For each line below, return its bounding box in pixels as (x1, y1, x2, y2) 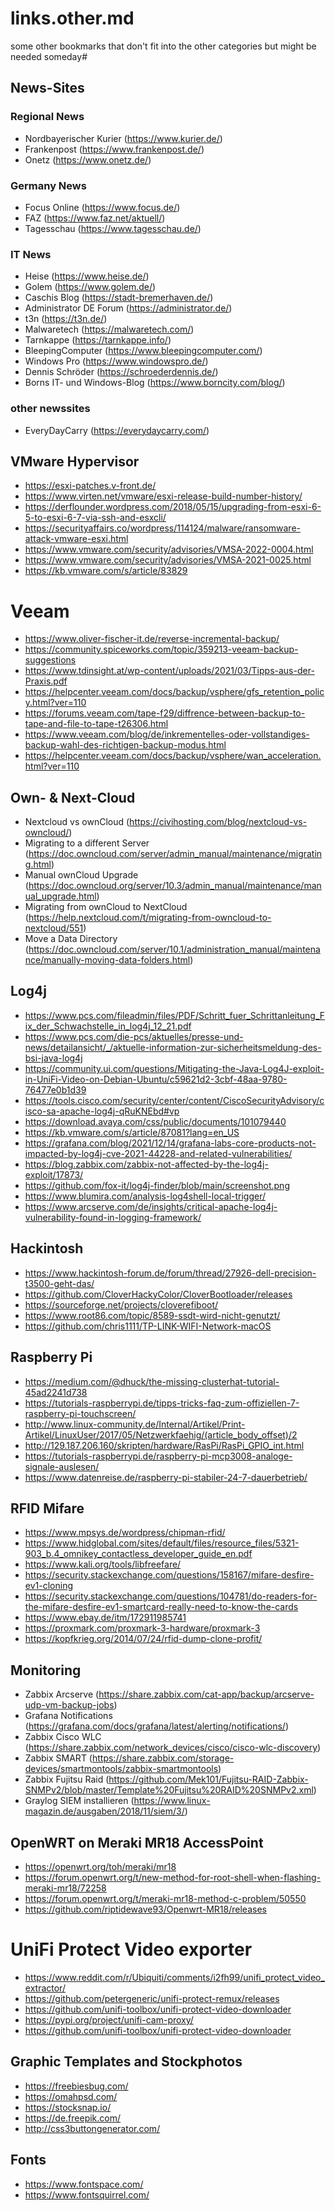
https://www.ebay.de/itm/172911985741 (24, 1612, 187, 1624)
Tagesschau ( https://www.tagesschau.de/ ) (24, 222, 202, 234)
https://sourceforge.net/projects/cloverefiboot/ (24, 1298, 219, 1311)
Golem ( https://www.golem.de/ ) (24, 281, 157, 293)
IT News (10, 247, 52, 261)
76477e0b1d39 (24, 1083, 87, 1096)
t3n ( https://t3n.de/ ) (24, 313, 108, 325)
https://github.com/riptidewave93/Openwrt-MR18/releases (24, 1903, 267, 1915)
